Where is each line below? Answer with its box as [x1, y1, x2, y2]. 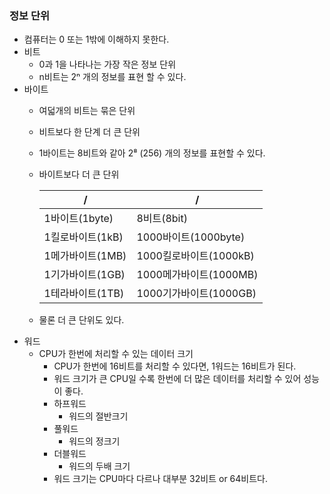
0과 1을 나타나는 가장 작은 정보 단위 [38, 58, 177, 71]
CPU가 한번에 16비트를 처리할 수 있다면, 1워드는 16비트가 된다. [53, 360, 297, 372]
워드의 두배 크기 [68, 460, 131, 472]
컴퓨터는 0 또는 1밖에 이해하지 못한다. [23, 33, 170, 46]
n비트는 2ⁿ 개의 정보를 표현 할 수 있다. [38, 71, 187, 83]
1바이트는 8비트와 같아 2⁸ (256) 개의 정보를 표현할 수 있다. [38, 147, 266, 159]
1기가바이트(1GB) [43, 268, 126, 282]
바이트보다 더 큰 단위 [38, 168, 120, 181]
